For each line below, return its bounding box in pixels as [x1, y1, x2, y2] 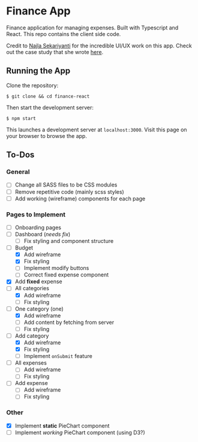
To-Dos [6, 150, 35, 160]
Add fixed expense [14, 278, 63, 285]
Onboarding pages [14, 224, 62, 231]
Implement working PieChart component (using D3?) [14, 429, 145, 436]
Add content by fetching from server [23, 318, 115, 326]
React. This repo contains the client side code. [6, 30, 121, 37]
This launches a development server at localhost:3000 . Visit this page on [6, 126, 187, 133]
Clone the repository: [6, 82, 59, 89]
